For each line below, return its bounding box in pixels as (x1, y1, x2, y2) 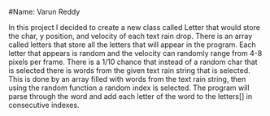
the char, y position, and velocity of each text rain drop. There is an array (8, 32, 253, 41)
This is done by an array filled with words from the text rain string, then (8, 75, 246, 84)
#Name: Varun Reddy (8, 7, 81, 16)
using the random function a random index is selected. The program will (8, 83, 250, 92)
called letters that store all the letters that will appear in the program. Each (8, 40, 256, 49)
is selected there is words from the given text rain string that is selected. (8, 66, 250, 75)
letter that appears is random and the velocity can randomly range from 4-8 (8, 49, 263, 58)
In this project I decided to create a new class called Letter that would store (8, 23, 260, 32)
